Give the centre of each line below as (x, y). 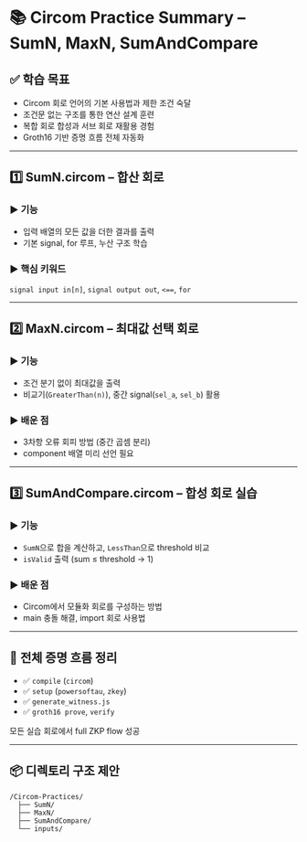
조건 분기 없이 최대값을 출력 (72, 383)
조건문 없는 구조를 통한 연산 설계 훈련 (89, 114)
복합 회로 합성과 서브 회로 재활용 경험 (89, 126)
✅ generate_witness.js (66, 701)
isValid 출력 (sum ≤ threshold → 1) (88, 559)
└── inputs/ (41, 828)
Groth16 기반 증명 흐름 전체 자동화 (83, 137)
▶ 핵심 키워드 (38, 269)
